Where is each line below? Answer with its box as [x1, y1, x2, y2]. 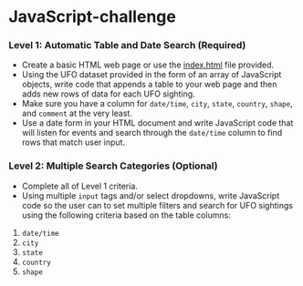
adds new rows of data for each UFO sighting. [21, 88, 195, 99]
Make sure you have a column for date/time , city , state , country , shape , [21, 98, 293, 109]
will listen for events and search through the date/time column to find [21, 128, 283, 138]
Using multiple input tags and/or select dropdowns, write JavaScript [21, 189, 280, 201]
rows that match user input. [21, 137, 125, 148]
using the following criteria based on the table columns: [21, 209, 232, 220]
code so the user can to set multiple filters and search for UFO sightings [21, 199, 294, 210]
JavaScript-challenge [8, 6, 177, 27]
